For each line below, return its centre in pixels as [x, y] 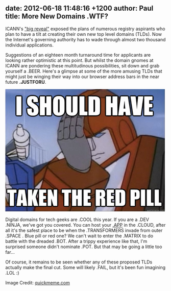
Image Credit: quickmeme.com [38, 282]
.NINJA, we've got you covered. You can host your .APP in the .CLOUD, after [86, 225]
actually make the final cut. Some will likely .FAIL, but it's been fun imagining [86, 267]
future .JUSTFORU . [26, 82]
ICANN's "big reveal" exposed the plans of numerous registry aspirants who [85, 29]
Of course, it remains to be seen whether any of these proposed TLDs [79, 262]
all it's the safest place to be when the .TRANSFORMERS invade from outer [84, 230]
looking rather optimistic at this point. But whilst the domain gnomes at [79, 60]
